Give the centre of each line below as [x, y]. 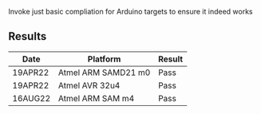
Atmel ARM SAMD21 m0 [105, 73]
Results [28, 36]
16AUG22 [32, 98]
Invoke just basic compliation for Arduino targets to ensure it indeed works [130, 12]
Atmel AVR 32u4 [89, 85]
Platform [104, 59]
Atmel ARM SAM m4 [97, 98]
